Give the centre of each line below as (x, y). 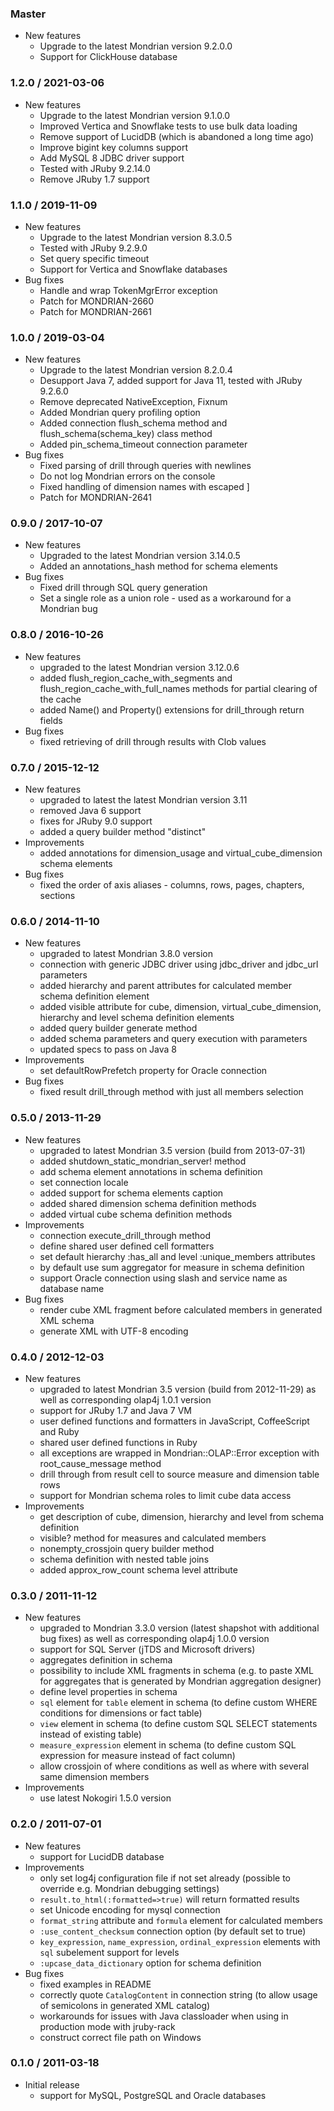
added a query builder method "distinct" (123, 832)
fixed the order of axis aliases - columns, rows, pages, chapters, (172, 885)
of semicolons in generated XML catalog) (125, 2005)
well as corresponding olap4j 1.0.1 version (125, 1399)
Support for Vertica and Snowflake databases (133, 269)
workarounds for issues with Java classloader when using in (164, 2016)
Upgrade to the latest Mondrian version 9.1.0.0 (135, 115)
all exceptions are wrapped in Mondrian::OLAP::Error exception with (179, 1453)
